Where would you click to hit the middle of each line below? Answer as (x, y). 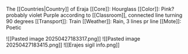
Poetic (14, 27)
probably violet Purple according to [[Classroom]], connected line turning (94, 15)
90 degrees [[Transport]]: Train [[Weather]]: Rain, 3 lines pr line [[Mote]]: (94, 21)
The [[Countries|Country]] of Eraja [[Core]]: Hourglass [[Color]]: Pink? (90, 9)
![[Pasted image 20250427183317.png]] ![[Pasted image (73, 39)
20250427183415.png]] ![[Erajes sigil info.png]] (63, 45)
